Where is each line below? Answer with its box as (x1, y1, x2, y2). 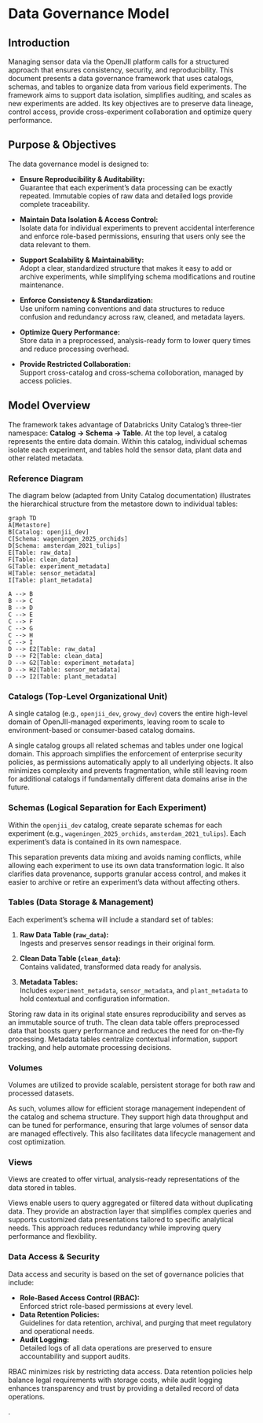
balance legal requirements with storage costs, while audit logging (8, 1375, 223, 1384)
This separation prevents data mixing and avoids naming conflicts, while (8, 852, 242, 862)
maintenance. (19, 280, 64, 290)
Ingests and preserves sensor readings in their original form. (19, 938, 216, 948)
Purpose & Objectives (8, 139, 116, 152)
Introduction (8, 36, 71, 50)
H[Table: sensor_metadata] (8, 569, 97, 577)
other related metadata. (8, 453, 85, 463)
